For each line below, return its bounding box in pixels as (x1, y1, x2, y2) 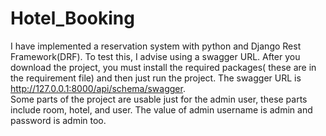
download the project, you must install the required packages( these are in (10, 61, 317, 73)
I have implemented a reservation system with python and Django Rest (10, 40, 302, 52)
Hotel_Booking (10, 7, 135, 30)
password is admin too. (10, 114, 107, 126)
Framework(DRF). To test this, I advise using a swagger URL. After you (10, 50, 301, 62)
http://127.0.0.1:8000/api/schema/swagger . (10, 82, 186, 94)
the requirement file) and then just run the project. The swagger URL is (10, 72, 302, 84)
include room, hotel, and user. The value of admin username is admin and (10, 103, 313, 116)
